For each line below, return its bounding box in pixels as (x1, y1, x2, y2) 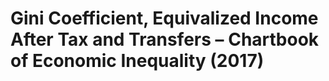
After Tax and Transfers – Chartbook (10, 28, 320, 51)
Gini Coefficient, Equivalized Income (10, 7, 319, 30)
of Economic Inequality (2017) (10, 50, 265, 72)
